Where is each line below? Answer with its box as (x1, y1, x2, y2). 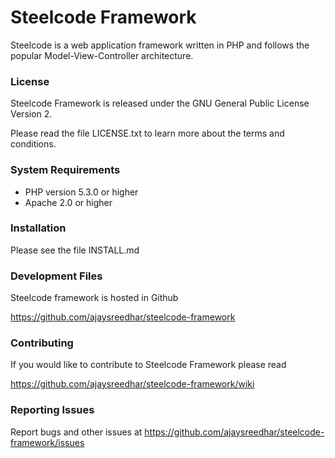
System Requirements (10, 163, 121, 177)
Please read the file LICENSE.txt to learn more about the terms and (10, 127, 285, 140)
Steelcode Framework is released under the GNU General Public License (10, 97, 310, 110)
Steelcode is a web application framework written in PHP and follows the (10, 39, 310, 51)
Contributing (10, 336, 74, 350)
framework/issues (10, 436, 85, 448)
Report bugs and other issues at (10, 426, 143, 438)
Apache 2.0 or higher (24, 196, 113, 208)
